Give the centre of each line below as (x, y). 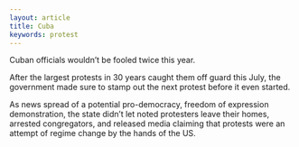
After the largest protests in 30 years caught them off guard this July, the (145, 78)
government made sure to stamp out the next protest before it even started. (150, 87)
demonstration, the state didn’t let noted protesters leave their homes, (139, 115)
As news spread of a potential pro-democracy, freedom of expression (139, 105)
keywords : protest (44, 34)
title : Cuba (32, 26)
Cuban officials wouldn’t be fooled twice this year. (103, 60)
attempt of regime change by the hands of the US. (103, 133)
